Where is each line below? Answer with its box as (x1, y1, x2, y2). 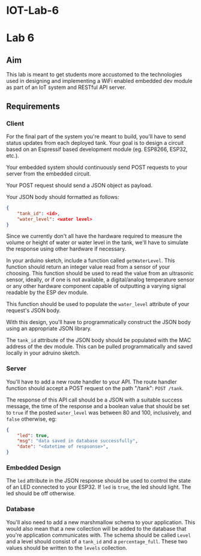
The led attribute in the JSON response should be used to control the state (6, 477, 191, 484)
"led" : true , (17, 432, 50, 439)
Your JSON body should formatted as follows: (6, 193, 119, 200)
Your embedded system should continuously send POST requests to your (6, 163, 188, 171)
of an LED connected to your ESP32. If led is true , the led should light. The (6, 483, 191, 490)
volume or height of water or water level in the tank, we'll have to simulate (6, 239, 189, 246)
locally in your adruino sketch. (6, 349, 81, 356)
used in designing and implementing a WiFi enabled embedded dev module (6, 78, 193, 85)
